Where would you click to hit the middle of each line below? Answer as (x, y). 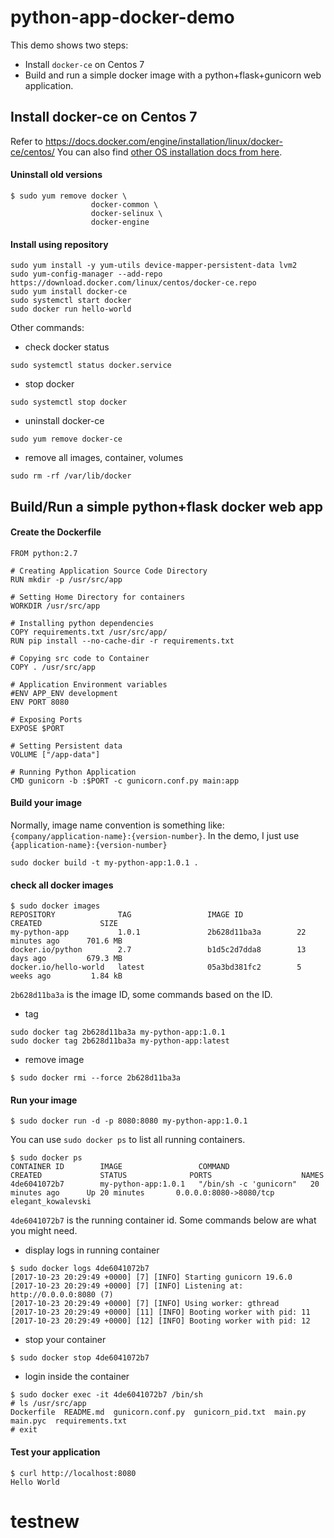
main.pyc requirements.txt (69, 1421)
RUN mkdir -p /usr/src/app (66, 579)
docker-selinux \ (126, 213)
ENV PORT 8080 (40, 702)
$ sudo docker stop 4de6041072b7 (80, 1358)
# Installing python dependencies (82, 623)
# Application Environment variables (89, 684)
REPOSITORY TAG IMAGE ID (127, 915)
